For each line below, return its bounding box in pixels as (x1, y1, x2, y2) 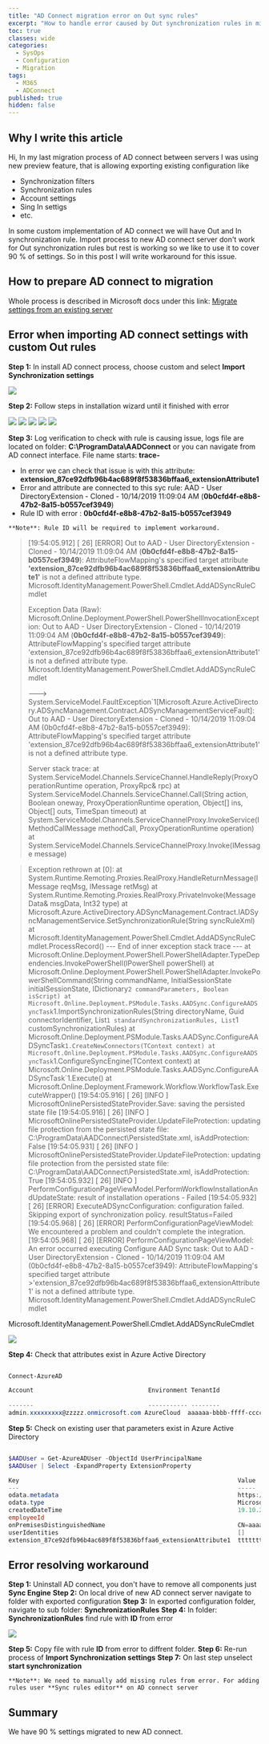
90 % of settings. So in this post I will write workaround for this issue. (8, 251, 238, 261)
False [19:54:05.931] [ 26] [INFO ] (27, 1141, 139, 1151)
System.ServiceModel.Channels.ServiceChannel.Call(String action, (27, 789, 249, 799)
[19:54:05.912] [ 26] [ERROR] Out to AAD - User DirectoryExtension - (27, 538, 255, 547)
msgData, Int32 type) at (50, 898, 128, 908)
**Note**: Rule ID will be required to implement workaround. (8, 523, 220, 532)
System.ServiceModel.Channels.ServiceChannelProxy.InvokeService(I (27, 815, 260, 824)
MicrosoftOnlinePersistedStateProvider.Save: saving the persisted (27, 1099, 246, 1108)
